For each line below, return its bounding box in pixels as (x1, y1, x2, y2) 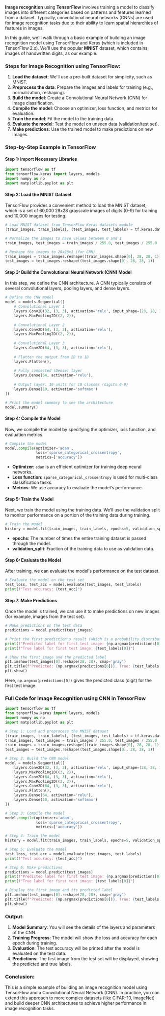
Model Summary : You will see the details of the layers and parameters (12, 924, 156, 930)
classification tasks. (12, 479, 53, 485)
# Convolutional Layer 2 (14, 323, 65, 327)
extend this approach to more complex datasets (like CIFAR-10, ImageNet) (5, 995, 155, 1001)
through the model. (12, 541, 51, 546)
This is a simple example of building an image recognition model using (5, 984, 147, 990)
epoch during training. (12, 940, 57, 946)
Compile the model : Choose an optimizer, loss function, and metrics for (12, 106, 158, 111)
